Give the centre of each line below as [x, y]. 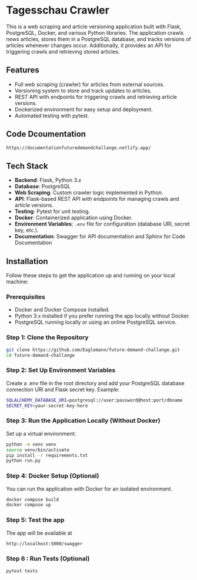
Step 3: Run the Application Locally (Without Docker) [83, 420]
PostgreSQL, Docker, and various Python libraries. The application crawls [95, 32]
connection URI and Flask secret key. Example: [63, 389]
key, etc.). [27, 230]
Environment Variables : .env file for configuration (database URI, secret [102, 224]
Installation [27, 261]
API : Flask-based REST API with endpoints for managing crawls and [97, 199]
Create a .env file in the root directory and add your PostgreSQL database [95, 383]
